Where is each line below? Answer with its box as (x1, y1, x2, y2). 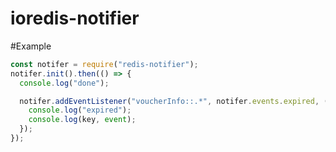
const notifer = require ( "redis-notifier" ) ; (10, 59, 199, 69)
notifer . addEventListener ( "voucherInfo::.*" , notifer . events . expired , (19, 96, 320, 106)
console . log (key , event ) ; (28, 115, 137, 125)
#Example (10, 40, 52, 52)
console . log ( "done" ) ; (19, 78, 110, 88)
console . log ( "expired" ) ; (28, 105, 132, 116)
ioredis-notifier (10, 7, 140, 30)
